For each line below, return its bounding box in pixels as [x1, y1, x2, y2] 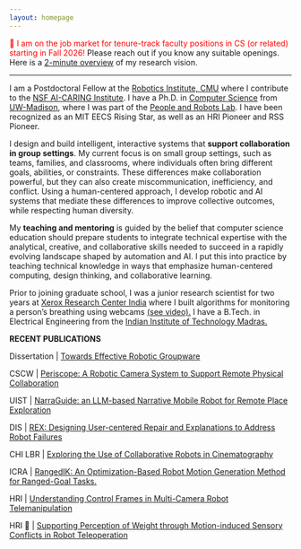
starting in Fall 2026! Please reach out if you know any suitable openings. [9, 47, 280, 58]
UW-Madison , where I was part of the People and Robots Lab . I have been [9, 101, 283, 112]
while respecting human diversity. [9, 205, 134, 215]
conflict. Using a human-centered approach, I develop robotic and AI [9, 186, 263, 196]
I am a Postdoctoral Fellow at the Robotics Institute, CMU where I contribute [9, 83, 289, 93]
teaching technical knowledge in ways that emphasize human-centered [9, 260, 273, 271]
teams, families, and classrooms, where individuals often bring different [9, 157, 273, 168]
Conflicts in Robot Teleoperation [9, 529, 128, 540]
